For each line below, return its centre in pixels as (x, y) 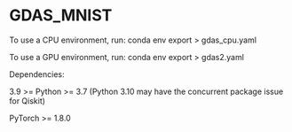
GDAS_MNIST (61, 16)
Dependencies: (37, 74)
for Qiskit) (28, 101)
